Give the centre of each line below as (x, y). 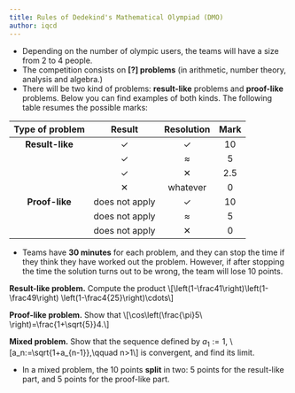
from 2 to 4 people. (57, 60)
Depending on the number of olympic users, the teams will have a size (150, 50)
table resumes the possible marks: (85, 107)
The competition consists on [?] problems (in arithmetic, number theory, (154, 69)
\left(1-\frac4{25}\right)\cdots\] (117, 297)
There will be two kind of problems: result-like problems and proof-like (152, 89)
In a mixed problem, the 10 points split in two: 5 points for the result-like (153, 370)
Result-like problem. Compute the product (88, 288)
